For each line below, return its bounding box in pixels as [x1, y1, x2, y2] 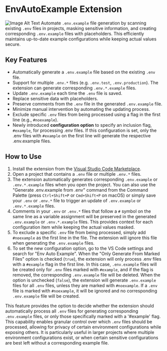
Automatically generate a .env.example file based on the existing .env [12, 69, 155, 75]
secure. [5, 41, 21, 47]
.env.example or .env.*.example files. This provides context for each [12, 219, 153, 225]
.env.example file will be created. [12, 293, 80, 299]
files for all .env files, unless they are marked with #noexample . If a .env [12, 282, 157, 288]
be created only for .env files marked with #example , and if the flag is [12, 266, 153, 273]
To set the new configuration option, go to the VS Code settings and [12, 245, 153, 251]
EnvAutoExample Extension [5, 3, 122, 15]
